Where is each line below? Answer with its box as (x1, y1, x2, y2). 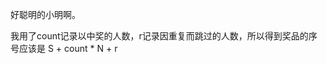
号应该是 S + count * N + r (10, 43, 118, 54)
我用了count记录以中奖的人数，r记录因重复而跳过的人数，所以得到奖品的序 (10, 30, 318, 42)
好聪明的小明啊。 (10, 9, 81, 20)
